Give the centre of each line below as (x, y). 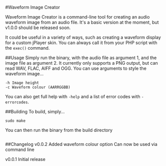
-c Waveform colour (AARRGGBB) (38, 87)
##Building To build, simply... (35, 112)
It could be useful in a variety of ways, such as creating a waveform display (83, 37)
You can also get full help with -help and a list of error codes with (73, 97)
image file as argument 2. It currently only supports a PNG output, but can (81, 63)
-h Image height (22, 83)
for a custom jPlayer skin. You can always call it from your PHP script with (81, 43)
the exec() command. (28, 48)
